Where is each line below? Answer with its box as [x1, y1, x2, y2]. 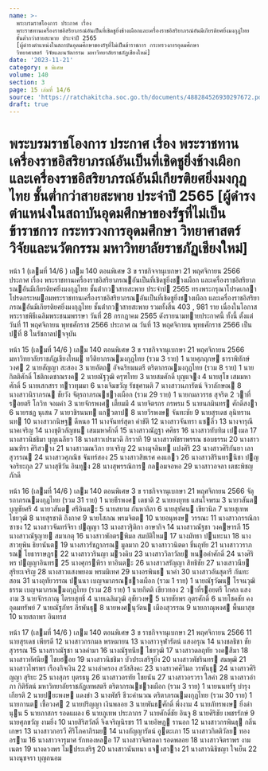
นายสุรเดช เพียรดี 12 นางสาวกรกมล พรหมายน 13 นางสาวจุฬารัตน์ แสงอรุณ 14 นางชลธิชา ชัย [9, 636, 251, 646]
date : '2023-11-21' [9, 57, 74, 65]
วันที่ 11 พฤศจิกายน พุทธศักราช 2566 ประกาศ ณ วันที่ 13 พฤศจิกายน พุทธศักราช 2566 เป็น [9, 320, 253, 330]
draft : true [9, 100, 49, 108]
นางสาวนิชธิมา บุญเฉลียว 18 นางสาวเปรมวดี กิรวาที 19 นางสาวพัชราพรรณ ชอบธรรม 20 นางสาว [9, 435, 259, 444]
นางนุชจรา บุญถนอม [9, 753, 62, 763]
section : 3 [9, 78, 45, 86]
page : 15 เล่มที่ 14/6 [9, 85, 71, 94]
